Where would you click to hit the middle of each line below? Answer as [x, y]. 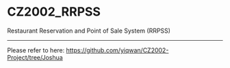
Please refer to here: [36, 50]
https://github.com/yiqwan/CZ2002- [117, 50]
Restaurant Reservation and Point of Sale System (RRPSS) [89, 31]
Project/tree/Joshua [35, 57]
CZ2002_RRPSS [54, 12]
